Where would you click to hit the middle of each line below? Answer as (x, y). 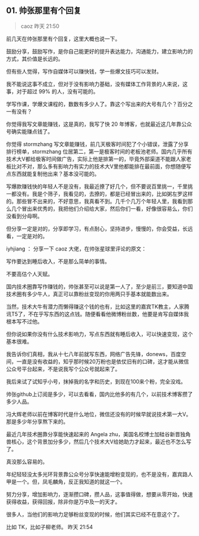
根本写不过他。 (24, 321)
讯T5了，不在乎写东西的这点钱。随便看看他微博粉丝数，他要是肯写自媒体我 (98, 314)
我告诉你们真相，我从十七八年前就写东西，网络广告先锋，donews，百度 (94, 354)
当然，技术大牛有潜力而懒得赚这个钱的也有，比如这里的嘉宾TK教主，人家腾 (98, 306)
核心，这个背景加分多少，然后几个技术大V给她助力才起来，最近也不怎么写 (101, 442)
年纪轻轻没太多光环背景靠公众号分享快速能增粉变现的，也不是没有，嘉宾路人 (99, 474)
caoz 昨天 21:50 (40, 26)
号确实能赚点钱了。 (30, 131)
